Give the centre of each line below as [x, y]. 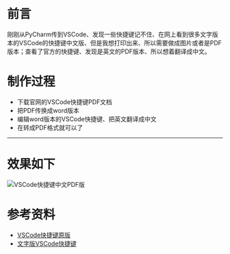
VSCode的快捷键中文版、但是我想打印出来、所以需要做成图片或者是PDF [120, 42]
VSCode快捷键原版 [43, 235]
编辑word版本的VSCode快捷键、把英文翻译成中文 [87, 119]
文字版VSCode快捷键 [47, 243]
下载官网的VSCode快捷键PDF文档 [65, 102]
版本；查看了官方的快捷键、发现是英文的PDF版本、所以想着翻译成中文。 [109, 51]
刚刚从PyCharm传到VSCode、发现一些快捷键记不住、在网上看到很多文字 [110, 34]
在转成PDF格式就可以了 [50, 127]
